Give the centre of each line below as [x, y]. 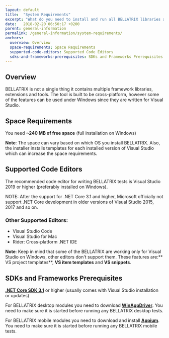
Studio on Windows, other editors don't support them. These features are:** [84, 257]
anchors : [14, 38]
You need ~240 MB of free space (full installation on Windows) [71, 133]
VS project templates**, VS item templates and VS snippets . [68, 263]
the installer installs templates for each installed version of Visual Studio [80, 148]
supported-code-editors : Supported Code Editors [62, 52]
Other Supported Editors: [37, 220]
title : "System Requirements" [38, 15]
